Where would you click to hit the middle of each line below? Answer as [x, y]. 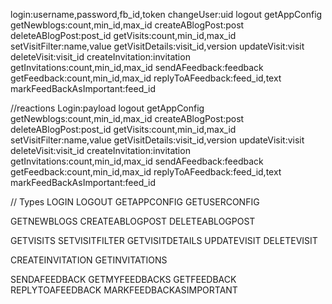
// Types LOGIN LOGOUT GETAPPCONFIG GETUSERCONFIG [135, 202]
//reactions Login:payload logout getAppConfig [107, 108]
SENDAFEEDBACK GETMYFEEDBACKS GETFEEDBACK [123, 279]
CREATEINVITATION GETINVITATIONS [89, 260]
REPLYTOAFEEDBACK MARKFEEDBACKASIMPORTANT [124, 290]
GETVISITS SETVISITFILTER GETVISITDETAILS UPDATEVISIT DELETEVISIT [164, 240]
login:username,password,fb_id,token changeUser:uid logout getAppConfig [166, 14]
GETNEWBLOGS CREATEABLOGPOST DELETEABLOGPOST [133, 221]
